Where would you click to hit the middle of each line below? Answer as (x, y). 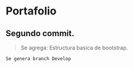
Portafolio (31, 11)
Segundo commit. (40, 33)
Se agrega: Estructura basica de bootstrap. (74, 48)
